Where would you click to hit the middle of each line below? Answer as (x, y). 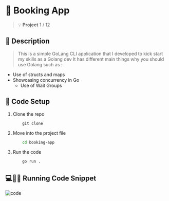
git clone (33, 123)
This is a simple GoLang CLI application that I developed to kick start (90, 53)
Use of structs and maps (39, 75)
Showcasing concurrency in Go (46, 80)
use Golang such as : (40, 64)
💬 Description (27, 41)
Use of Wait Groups (41, 85)
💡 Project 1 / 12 (34, 25)
